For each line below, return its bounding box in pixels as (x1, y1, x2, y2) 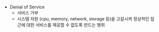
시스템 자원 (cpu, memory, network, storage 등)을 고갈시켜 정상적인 (17, 16, 150, 21)
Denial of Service (9, 4, 45, 10)
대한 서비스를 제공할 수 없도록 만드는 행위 (26, 22, 105, 28)
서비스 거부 (17, 10, 38, 16)
